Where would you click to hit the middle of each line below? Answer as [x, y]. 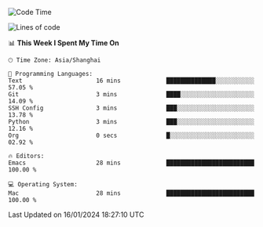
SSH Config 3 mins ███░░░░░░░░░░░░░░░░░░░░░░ [131, 108]
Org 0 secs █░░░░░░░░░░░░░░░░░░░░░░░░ [131, 135]
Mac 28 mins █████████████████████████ [131, 193]
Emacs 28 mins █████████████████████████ [131, 163]
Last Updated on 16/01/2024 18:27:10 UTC [76, 214]
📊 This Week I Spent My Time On [64, 43]
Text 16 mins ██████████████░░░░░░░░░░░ [131, 81]
